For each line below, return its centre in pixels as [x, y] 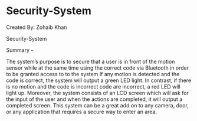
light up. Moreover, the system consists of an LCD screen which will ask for [98, 93]
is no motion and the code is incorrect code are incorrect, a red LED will [93, 86]
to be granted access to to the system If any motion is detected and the [93, 74]
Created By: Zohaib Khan [37, 27]
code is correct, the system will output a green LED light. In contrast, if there [99, 80]
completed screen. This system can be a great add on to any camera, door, [97, 105]
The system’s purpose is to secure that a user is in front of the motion [91, 61]
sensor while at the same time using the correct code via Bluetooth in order [98, 68]
